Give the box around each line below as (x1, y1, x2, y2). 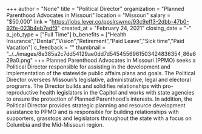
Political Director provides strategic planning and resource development (6, 102, 186, 109)
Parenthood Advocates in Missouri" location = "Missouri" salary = (6, 12, 171, 19)
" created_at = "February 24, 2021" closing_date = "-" (57, 24, 192, 32)
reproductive (6, 89, 38, 96)
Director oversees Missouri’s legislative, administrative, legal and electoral (6, 76, 191, 83)
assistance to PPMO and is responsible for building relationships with (6, 109, 179, 115)
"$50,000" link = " (6, 18, 52, 25)
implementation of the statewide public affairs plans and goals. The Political (6, 70, 195, 76)
